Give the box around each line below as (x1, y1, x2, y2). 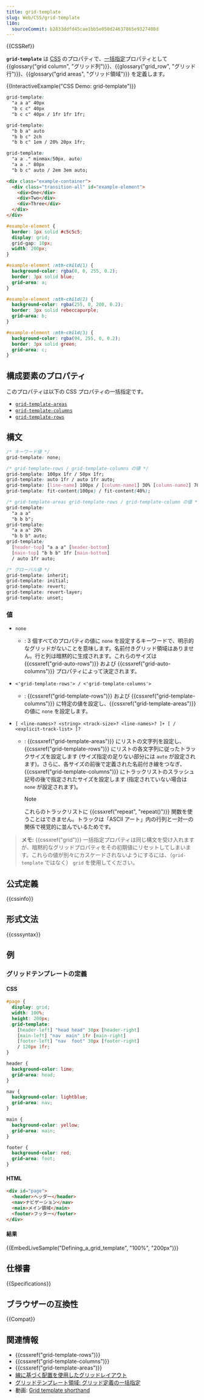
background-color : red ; (12, 1150, 72, 1157)
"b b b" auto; (12, 533, 47, 539)
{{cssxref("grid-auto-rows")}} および (24, 660, 117, 667)
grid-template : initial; (6, 578, 69, 584)
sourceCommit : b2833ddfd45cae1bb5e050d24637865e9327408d (12, 26, 159, 32)
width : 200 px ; (12, 246, 47, 252)
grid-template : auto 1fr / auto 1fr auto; (6, 477, 115, 483)
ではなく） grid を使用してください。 (44, 859, 138, 866)
